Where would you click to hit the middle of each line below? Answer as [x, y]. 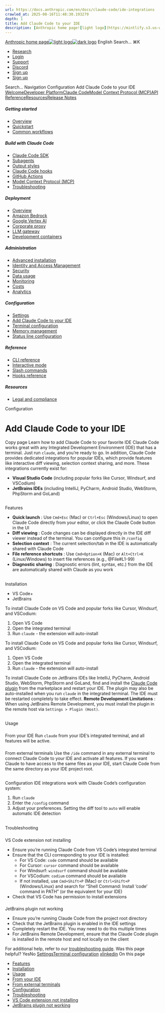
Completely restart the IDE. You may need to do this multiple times [79, 929]
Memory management [35, 331]
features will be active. [28, 740]
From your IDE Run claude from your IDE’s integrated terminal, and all [75, 736]
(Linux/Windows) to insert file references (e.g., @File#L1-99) [73, 559]
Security [21, 271]
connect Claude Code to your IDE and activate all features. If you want [76, 758]
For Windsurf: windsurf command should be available [74, 870]
